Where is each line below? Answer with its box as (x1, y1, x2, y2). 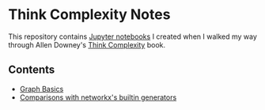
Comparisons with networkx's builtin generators (19, 93, 177, 102)
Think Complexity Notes (8, 6, 171, 24)
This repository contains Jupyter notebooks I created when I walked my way (8, 32, 257, 41)
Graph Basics (19, 84, 64, 93)
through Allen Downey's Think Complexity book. (8, 40, 166, 49)
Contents (8, 63, 55, 77)
